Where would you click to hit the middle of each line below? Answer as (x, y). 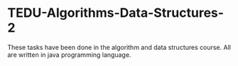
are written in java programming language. (69, 55)
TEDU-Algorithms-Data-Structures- (116, 13)
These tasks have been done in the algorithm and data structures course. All (119, 47)
